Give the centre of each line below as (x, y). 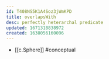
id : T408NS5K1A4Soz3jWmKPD (39, 11)
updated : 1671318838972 (35, 28)
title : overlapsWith (31, 17)
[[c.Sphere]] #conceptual (45, 50)
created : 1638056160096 (35, 33)
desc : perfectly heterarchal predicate (55, 22)
